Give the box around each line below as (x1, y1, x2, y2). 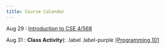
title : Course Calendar (6, 8, 65, 15)
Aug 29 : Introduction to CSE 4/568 (6, 25, 93, 32)
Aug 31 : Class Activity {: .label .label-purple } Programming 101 (6, 36, 159, 43)
